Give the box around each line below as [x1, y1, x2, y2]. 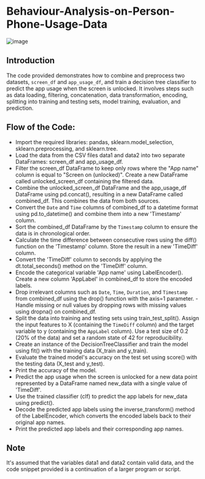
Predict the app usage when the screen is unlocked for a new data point [15, 373, 198, 380]
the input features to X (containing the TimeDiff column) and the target [15, 321, 195, 328]
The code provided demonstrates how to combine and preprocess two [6, 72, 185, 79]
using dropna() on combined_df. [15, 308, 97, 315]
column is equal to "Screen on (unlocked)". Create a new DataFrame [15, 171, 188, 178]
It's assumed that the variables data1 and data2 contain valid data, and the [6, 459, 195, 467]
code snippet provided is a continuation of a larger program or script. [6, 466, 181, 473]
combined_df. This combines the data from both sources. [15, 197, 161, 204]
